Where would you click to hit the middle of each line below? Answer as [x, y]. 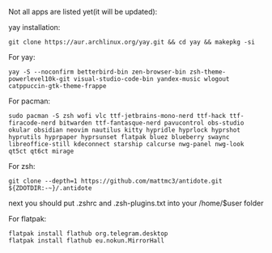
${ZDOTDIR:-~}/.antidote [50, 188]
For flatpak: [28, 219]
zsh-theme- [208, 72]
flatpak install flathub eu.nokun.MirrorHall [86, 241]
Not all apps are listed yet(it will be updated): [83, 12]
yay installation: [34, 27]
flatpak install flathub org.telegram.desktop [88, 234]
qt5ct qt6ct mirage [41, 151]
